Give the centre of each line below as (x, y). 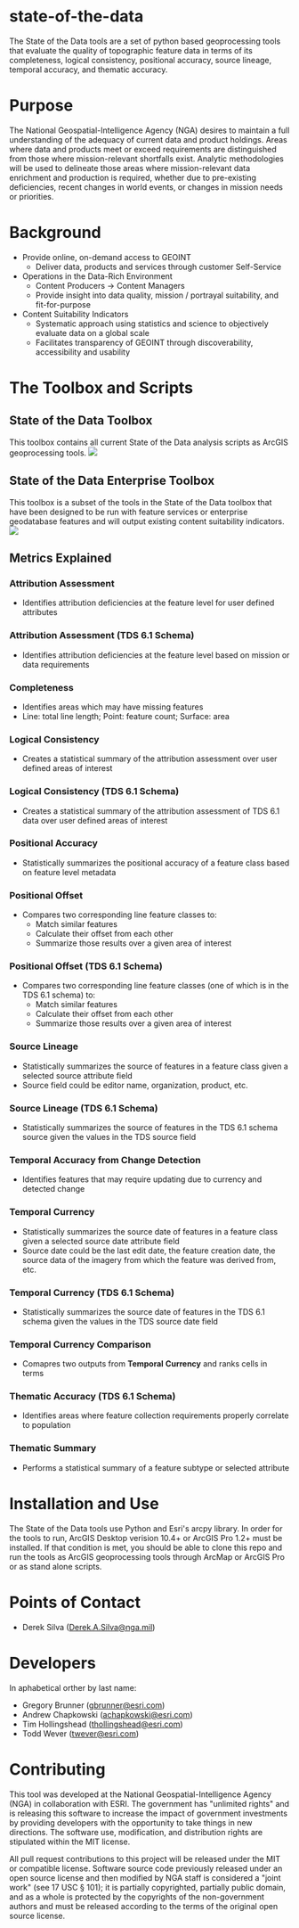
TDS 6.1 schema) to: (59, 995)
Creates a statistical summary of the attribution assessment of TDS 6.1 (151, 811)
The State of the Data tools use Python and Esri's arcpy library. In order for (146, 1528)
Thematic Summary (53, 1448)
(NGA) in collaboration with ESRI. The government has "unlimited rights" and (149, 1803)
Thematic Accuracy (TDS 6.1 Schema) (93, 1397)
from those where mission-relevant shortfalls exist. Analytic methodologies (147, 159)
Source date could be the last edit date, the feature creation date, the (149, 1251)
